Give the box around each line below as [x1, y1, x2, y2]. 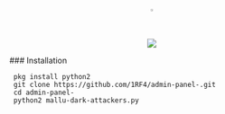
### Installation [9, 55, 68, 66]
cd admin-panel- [13, 88, 75, 97]
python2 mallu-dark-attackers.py [13, 96, 140, 105]
